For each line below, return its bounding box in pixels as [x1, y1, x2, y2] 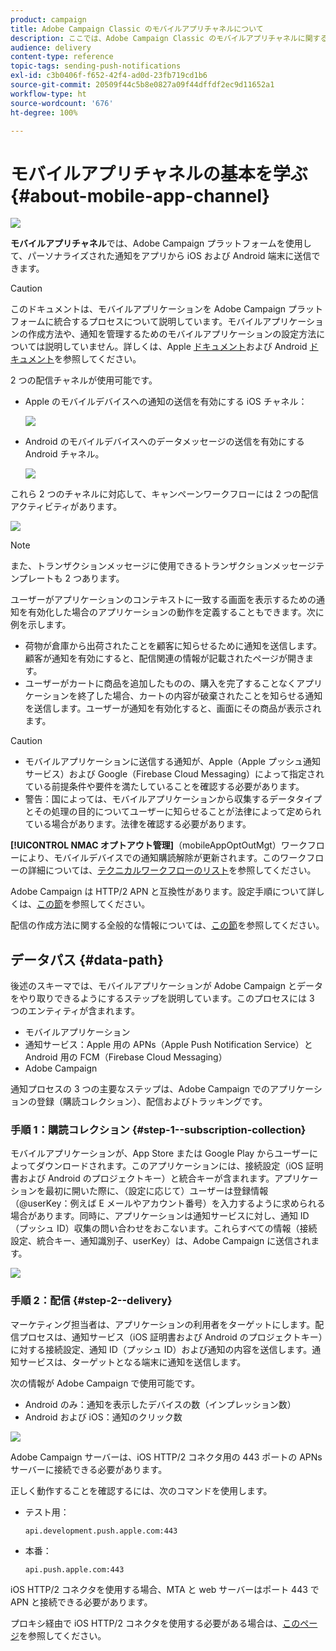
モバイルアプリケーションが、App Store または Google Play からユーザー [10, 1147, 310, 1160]
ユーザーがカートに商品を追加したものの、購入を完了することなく [24, 677, 297, 690]
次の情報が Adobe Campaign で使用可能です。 [10, 1377, 200, 1389]
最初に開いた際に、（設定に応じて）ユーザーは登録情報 [44, 1185, 269, 1197]
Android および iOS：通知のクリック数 [24, 1411, 183, 1423]
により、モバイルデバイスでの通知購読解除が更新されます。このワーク [18, 852, 307, 864]
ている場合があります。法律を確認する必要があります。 [24, 818, 252, 830]
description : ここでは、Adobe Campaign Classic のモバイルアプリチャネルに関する [10, 33, 328, 43]
